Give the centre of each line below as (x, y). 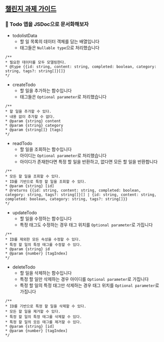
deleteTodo (24, 267)
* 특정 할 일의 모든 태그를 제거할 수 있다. (43, 322)
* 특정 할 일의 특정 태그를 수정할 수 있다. (43, 245)
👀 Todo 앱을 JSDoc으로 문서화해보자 (47, 24)
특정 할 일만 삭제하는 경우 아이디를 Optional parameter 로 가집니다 (84, 279)
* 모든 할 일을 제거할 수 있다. (33, 311)
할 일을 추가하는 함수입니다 (46, 90)
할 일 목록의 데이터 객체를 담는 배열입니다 (60, 41)
